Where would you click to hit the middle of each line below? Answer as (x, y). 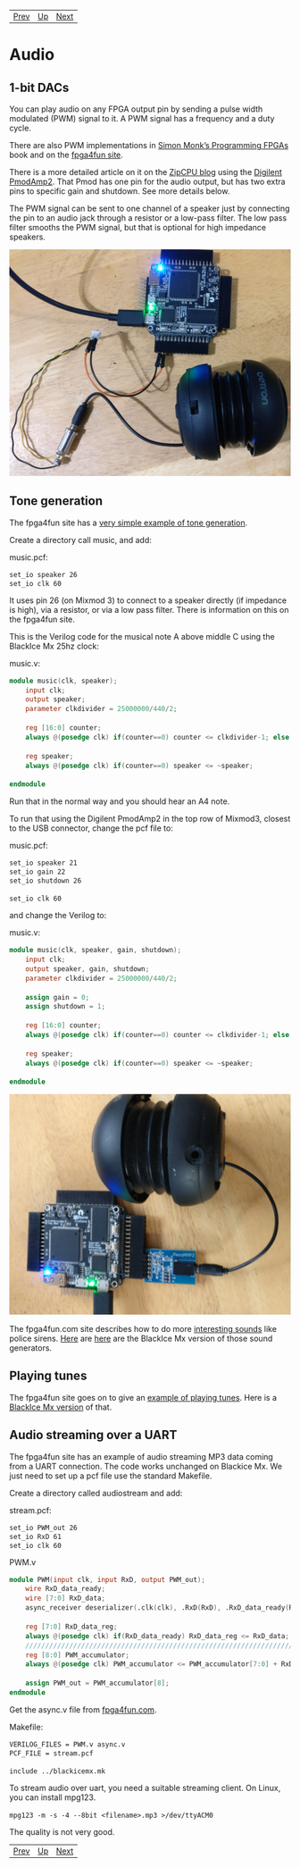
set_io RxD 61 (36, 1536)
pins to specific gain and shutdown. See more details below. (120, 191)
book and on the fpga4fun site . (66, 155)
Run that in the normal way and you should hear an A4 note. (120, 801)
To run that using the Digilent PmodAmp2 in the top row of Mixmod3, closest (150, 819)
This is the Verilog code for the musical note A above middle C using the (142, 636)
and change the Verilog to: (58, 916)
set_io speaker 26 (43, 574)
